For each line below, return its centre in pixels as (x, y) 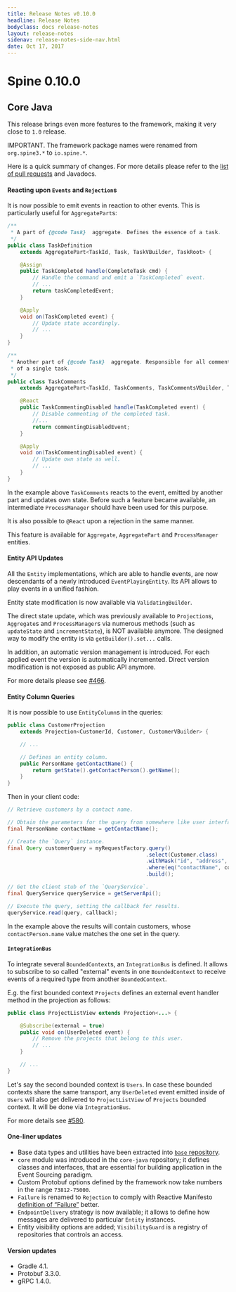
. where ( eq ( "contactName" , (183, 868)
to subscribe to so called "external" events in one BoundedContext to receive (117, 971)
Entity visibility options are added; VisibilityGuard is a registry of (113, 1227)
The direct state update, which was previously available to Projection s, (111, 616)
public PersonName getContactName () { (77, 764)
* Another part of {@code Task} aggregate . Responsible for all (108, 362)
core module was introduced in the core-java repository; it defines (113, 1160)
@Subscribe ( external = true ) (63, 1025)
